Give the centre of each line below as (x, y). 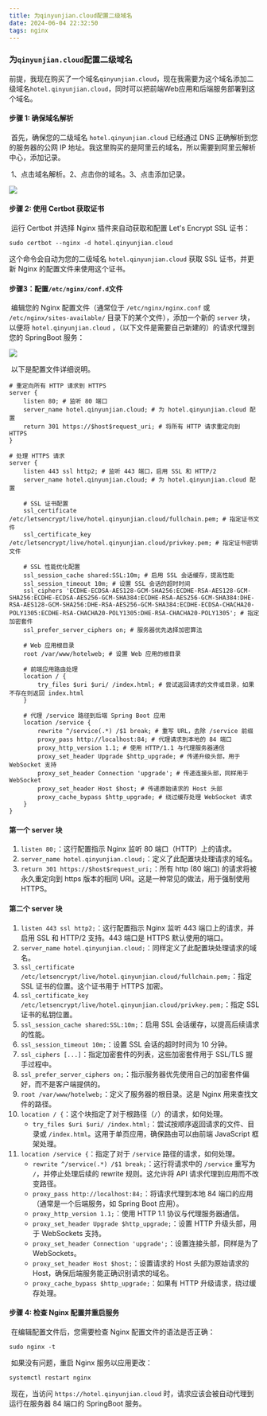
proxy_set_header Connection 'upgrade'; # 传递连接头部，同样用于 (143, 774)
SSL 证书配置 (49, 504)
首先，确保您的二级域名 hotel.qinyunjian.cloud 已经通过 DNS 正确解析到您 (134, 137)
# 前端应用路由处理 (51, 669)
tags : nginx (29, 30)
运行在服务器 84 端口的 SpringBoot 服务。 (77, 1403)
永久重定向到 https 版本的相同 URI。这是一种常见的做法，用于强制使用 (135, 879)
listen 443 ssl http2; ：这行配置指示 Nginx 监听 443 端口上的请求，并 (137, 927)
